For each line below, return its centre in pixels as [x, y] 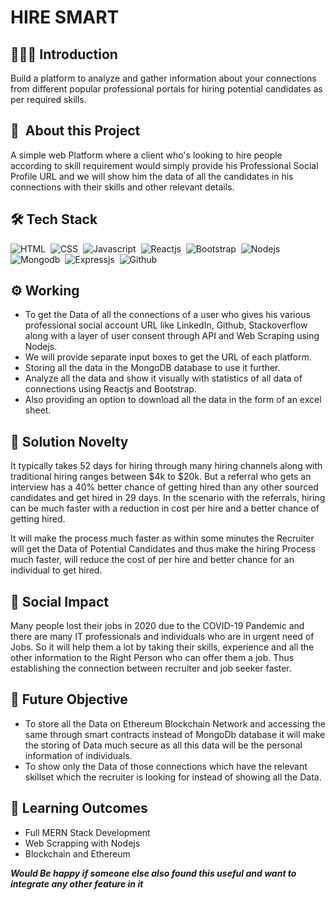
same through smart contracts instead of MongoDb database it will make [175, 734]
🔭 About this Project [75, 131]
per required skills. [48, 99]
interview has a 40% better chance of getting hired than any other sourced [164, 487]
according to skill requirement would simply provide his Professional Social [164, 165]
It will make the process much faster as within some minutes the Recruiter [162, 538]
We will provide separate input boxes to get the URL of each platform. [168, 357]
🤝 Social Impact [60, 601]
